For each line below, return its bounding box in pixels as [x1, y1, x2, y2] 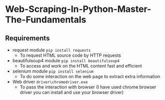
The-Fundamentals [5, 14, 86, 25]
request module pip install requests [12, 47, 91, 53]
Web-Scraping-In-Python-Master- [5, 3, 152, 15]
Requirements [5, 34, 50, 42]
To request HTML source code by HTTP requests [19, 52, 121, 58]
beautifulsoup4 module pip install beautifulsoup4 [12, 58, 120, 63]
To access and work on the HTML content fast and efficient [19, 63, 142, 69]
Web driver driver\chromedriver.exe [12, 79, 88, 85]
